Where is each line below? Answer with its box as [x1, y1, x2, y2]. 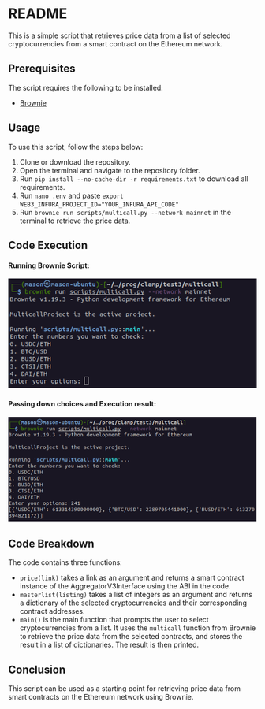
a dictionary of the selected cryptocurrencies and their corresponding [19, 598, 247, 607]
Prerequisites [8, 62, 76, 76]
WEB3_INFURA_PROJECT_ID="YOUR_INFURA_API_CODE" [19, 200, 179, 209]
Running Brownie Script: [8, 261, 90, 270]
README [8, 5, 68, 23]
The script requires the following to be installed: [8, 83, 163, 92]
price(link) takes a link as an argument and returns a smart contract [19, 573, 244, 583]
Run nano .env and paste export [19, 191, 124, 200]
